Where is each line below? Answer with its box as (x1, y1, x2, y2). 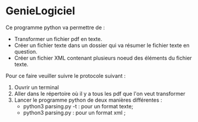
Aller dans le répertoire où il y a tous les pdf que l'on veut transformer (14, 90, 185, 97)
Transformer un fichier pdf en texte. (14, 35, 103, 42)
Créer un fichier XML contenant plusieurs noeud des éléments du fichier (14, 54, 192, 61)
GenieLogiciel (5, 4, 76, 18)
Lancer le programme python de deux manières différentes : (14, 96, 162, 104)
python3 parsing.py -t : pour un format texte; (23, 102, 134, 110)
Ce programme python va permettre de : (5, 24, 105, 31)
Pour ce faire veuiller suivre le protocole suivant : (5, 72, 126, 79)
